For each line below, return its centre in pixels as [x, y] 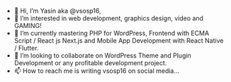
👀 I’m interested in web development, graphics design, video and [109, 18]
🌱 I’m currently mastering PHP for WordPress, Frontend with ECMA [112, 33]
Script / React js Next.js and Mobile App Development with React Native [119, 41]
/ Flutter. [26, 48]
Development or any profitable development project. [90, 63]
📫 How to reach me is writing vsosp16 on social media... [96, 71]
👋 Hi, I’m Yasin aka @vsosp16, [57, 11]
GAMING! [28, 26]
